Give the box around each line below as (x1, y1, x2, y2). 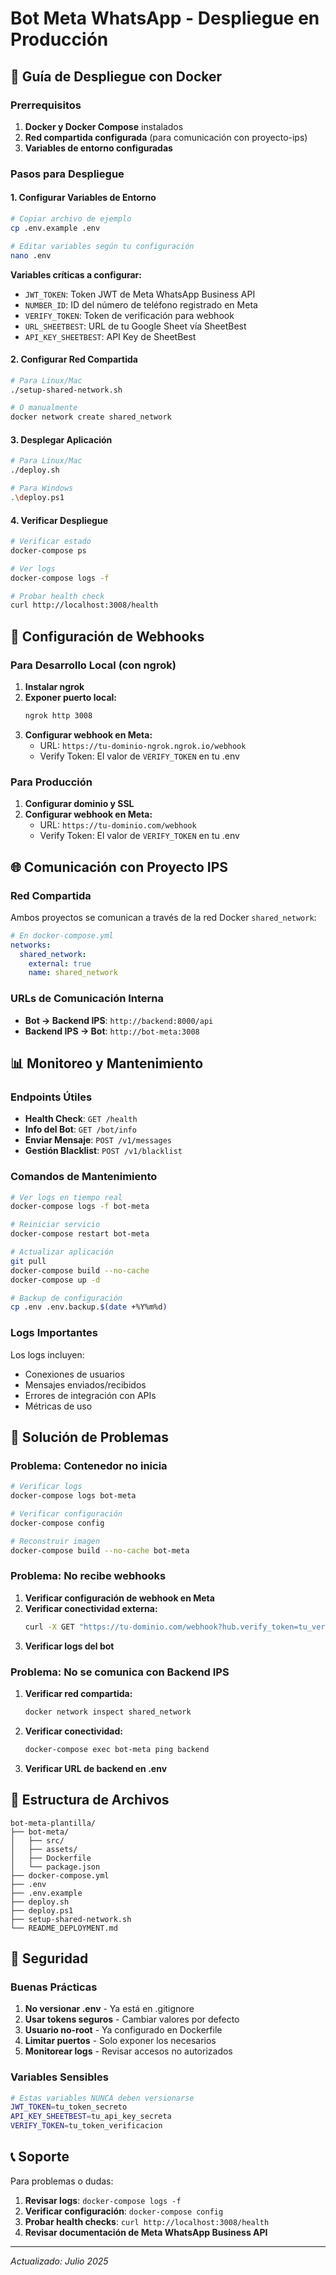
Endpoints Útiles (10, 1090, 93, 1104)
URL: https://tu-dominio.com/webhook (39, 819, 197, 831)
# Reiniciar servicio (10, 1220, 101, 1230)
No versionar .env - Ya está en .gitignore (24, 2003, 195, 2015)
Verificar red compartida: (24, 1688, 133, 1700)
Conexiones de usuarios (24, 1368, 125, 1380)
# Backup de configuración (10, 1293, 123, 1303)
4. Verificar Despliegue (10, 514, 108, 526)
